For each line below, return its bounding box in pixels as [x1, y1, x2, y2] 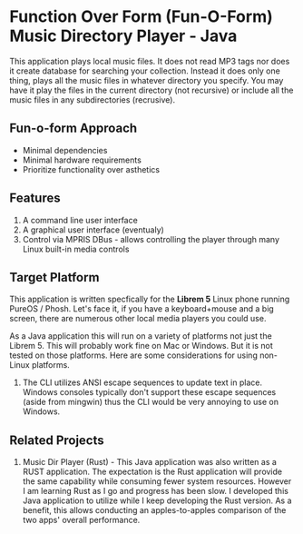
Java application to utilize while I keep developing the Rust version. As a [22, 495, 292, 506]
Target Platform [9, 270, 100, 285]
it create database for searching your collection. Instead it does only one [9, 65, 281, 76]
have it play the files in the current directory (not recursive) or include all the [9, 84, 294, 95]
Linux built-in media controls [22, 243, 130, 254]
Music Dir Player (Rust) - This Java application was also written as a [22, 457, 277, 468]
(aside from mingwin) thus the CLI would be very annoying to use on [22, 397, 279, 408]
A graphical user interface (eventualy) [22, 224, 165, 235]
